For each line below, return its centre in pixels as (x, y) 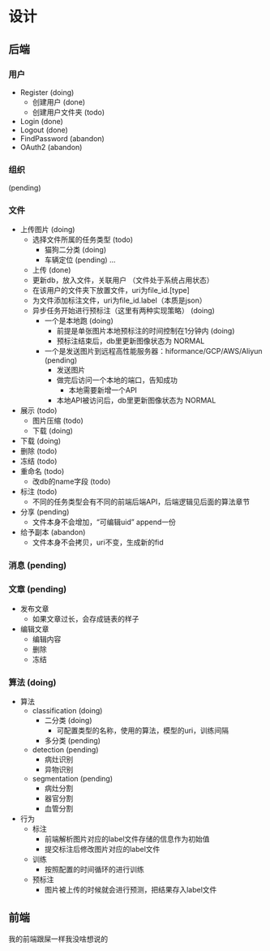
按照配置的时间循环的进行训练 (94, 869)
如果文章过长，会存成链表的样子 (86, 618)
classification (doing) (67, 710)
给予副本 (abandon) (53, 532)
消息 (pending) (38, 566)
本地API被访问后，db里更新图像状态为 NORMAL (136, 400)
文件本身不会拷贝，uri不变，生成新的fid (98, 542)
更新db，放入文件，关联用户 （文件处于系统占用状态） (123, 280)
